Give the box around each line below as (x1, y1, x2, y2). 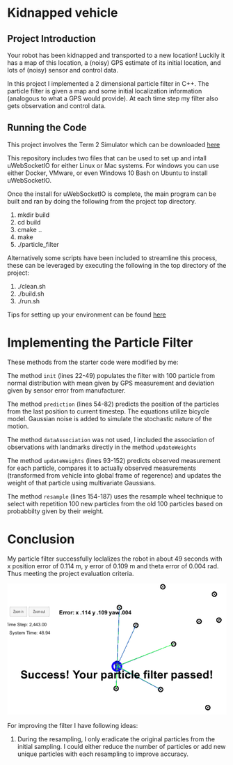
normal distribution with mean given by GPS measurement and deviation (7, 379, 214, 387)
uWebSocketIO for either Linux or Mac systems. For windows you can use (7, 161, 219, 169)
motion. (7, 422, 29, 430)
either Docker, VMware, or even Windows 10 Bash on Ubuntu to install (7, 169, 208, 177)
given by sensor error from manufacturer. (7, 386, 126, 395)
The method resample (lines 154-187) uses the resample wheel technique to (7, 492, 223, 500)
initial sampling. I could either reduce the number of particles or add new (17, 743, 226, 751)
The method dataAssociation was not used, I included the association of (7, 435, 215, 444)
